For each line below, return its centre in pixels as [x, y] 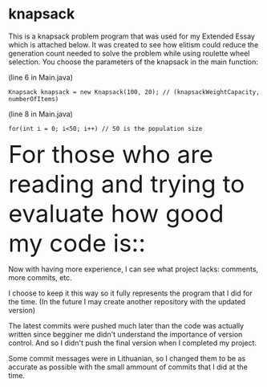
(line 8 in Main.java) [41, 114]
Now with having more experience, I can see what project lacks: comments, [133, 269]
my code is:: [77, 242]
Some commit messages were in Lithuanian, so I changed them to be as [127, 358]
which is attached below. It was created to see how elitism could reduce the [133, 44]
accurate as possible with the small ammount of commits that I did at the [128, 367]
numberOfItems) [34, 99]
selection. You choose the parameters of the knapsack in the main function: [133, 62]
